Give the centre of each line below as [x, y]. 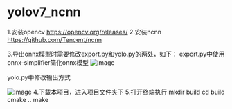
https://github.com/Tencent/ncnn [55, 39]
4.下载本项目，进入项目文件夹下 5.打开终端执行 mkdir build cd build [129, 92]
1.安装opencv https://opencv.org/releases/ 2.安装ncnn [84, 32]
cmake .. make [28, 99]
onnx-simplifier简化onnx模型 [48, 62]
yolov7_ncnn [44, 12]
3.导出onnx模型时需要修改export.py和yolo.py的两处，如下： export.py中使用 [116, 54]
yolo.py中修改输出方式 [39, 77]
